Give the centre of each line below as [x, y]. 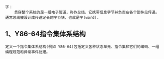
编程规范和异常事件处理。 [27, 52]
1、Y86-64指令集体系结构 [45, 34]
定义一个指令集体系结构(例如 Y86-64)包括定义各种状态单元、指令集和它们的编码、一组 [82, 47]
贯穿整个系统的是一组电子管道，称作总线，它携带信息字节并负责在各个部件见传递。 [87, 12]
